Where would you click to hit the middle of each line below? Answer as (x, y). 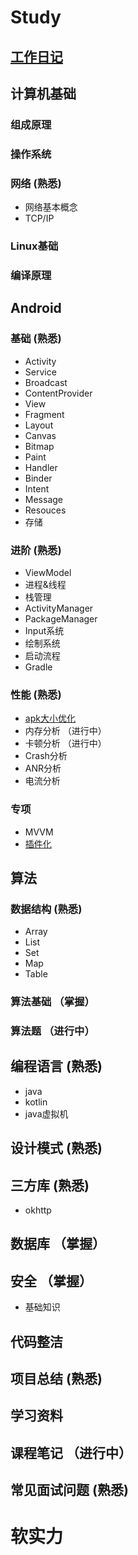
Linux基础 (34, 246)
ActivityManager (59, 608)
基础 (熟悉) (36, 339)
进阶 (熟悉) (36, 550)
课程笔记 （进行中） (71, 1452)
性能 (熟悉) (36, 694)
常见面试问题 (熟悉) (69, 1490)
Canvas (40, 435)
